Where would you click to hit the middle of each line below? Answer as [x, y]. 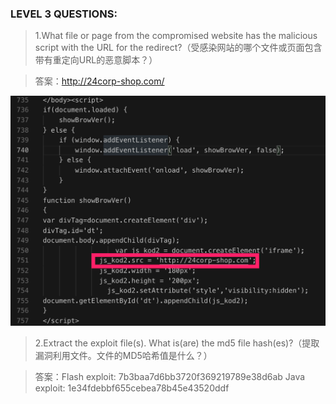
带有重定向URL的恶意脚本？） [96, 60]
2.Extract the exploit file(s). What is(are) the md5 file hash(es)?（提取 [177, 343]
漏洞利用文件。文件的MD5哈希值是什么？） [123, 355]
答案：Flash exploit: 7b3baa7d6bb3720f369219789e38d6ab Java [170, 376]
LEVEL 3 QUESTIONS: [64, 14]
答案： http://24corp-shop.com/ [99, 81]
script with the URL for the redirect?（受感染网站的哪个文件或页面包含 [178, 48]
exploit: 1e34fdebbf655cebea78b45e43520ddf [132, 388]
